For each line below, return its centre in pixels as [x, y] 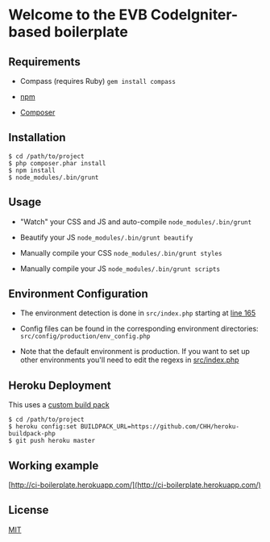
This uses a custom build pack [59, 405]
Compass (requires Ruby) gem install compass [98, 81]
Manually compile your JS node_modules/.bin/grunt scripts [120, 269]
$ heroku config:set [43, 427]
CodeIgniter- [194, 15]
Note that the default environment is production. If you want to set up [135, 352]
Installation [37, 138]
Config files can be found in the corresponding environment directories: [139, 329]
